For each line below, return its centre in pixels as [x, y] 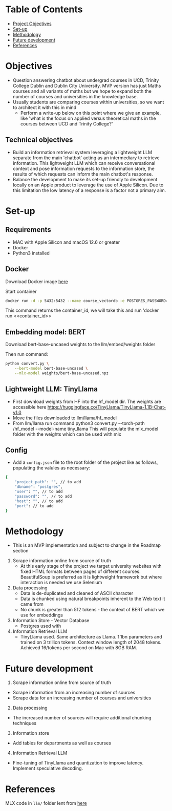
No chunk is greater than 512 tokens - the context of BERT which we [92, 610]
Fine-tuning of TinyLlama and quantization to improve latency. [78, 763]
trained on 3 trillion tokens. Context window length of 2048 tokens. [91, 642]
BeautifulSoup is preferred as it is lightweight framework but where [91, 577]
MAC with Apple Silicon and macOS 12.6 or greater [66, 242]
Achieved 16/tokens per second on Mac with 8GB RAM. [79, 648]
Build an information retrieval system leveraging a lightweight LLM [82, 152]
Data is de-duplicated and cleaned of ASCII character [77, 593]
